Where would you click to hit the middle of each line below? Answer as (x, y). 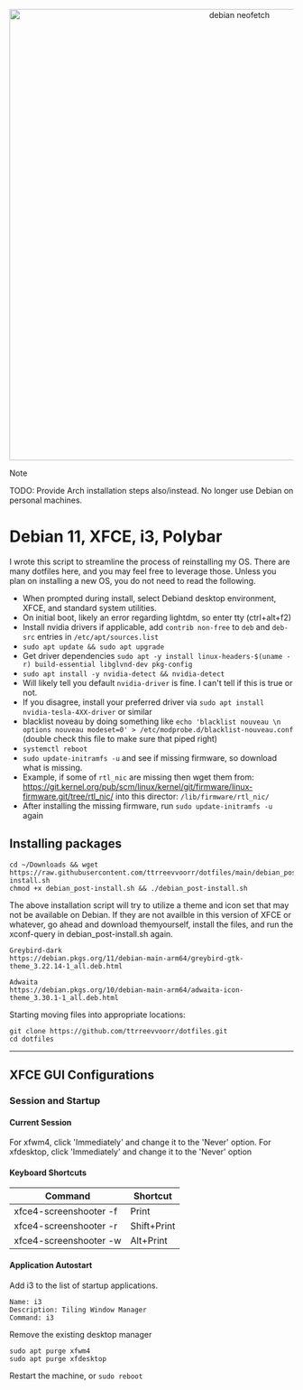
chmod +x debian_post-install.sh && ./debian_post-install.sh (129, 888)
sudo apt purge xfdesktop (58, 1358)
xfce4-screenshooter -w (68, 1241)
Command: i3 (32, 1318)
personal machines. (46, 500)
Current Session (41, 1122)
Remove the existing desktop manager (81, 1334)
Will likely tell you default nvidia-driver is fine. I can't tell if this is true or (157, 682)
